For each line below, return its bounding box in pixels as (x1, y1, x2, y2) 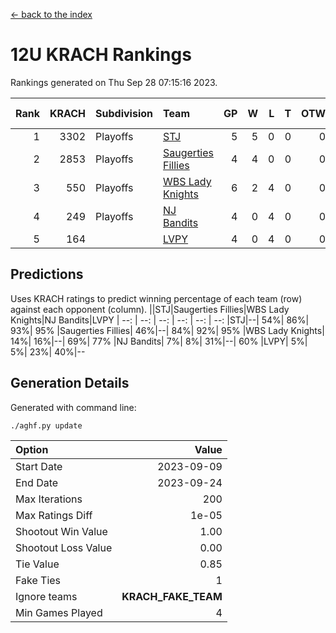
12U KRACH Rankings (10, 44, 192, 66)
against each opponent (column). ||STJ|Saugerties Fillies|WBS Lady (10, 303, 290, 315)
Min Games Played (15, 605, 103, 619)
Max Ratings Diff (15, 508, 93, 522)
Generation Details (10, 375, 130, 392)
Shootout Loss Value (15, 540, 113, 554)
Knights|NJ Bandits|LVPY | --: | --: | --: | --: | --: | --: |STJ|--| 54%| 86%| (10, 314, 310, 326)
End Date (15, 475, 59, 489)
